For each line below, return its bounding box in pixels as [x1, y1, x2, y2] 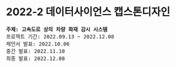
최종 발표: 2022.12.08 [6, 55, 65, 62]
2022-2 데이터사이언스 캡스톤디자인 [6, 5, 171, 19]
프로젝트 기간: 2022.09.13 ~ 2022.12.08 [6, 33, 115, 40]
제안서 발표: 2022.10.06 [6, 40, 70, 47]
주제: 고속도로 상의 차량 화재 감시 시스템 [6, 26, 108, 33]
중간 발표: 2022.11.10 [6, 48, 65, 54]
